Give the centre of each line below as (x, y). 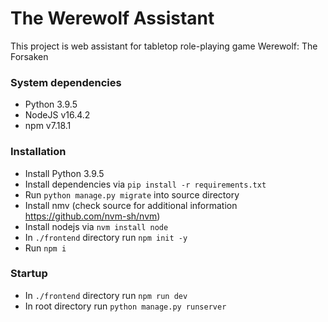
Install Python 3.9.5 (64, 173)
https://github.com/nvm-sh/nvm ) (92, 216)
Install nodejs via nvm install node (96, 226)
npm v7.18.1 (48, 126)
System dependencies (66, 82)
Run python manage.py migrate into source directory (132, 194)
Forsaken (29, 56)
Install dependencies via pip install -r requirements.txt (145, 184)
